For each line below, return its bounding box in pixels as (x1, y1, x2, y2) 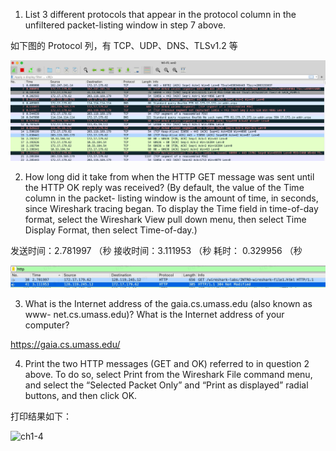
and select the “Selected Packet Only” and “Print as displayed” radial (24, 379, 309, 391)
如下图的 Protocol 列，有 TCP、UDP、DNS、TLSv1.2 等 (10, 40, 238, 51)
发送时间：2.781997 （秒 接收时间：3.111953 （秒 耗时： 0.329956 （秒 (10, 244, 303, 256)
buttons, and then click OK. (24, 390, 138, 402)
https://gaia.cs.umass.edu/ (10, 339, 121, 351)
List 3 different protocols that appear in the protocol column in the (24, 9, 297, 20)
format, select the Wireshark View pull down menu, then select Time (24, 213, 307, 225)
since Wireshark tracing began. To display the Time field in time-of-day (24, 202, 319, 214)
